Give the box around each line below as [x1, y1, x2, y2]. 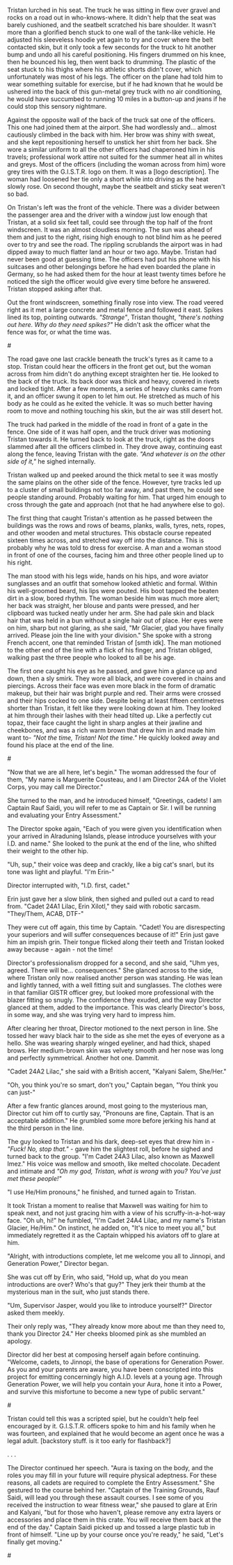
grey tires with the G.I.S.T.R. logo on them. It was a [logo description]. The [7, 167, 219, 176]
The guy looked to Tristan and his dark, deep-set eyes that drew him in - [7, 1138, 215, 1145]
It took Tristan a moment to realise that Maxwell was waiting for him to [7, 1202, 209, 1209]
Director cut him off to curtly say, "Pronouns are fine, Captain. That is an [7, 1109, 214, 1117]
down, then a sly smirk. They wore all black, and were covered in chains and [7, 674, 226, 682]
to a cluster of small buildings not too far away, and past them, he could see [7, 486, 225, 494]
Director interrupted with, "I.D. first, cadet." [7, 881, 130, 890]
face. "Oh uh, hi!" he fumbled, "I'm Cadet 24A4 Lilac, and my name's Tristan [7, 1216, 226, 1224]
